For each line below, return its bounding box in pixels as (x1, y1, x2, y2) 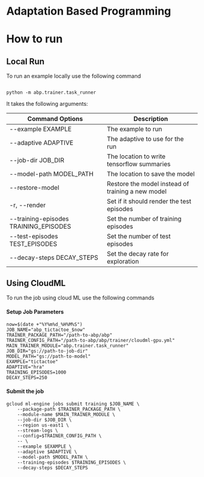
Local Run (6, 56, 45, 66)
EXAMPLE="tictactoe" (6, 359, 59, 365)
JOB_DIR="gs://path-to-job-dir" (6, 348, 88, 354)
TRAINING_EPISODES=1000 (6, 369, 67, 375)
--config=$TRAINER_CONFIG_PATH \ (17, 433, 102, 439)
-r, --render (9, 201, 46, 209)
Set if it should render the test (107, 197, 191, 206)
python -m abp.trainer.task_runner (6, 89, 97, 96)
